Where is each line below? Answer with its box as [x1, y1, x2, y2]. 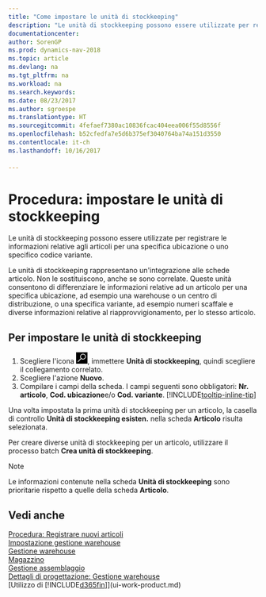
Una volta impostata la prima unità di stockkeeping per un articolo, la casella [8, 406, 257, 415]
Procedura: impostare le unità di [8, 191, 223, 208]
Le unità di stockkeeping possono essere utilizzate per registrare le [8, 233, 227, 243]
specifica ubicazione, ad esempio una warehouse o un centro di [8, 291, 218, 301]
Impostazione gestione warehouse [8, 538, 121, 548]
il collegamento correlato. [19, 365, 103, 375]
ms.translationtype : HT [8, 114, 87, 121]
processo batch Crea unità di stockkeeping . [8, 446, 154, 456]
